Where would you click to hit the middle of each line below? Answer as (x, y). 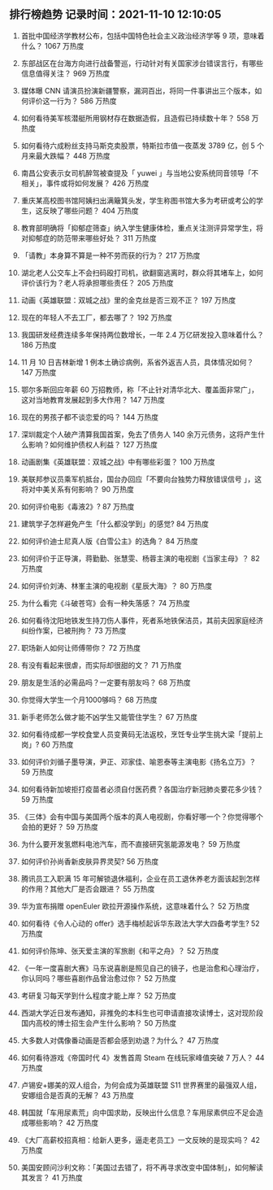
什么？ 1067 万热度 (52, 46)
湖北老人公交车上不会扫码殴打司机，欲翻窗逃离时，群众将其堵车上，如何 (142, 272)
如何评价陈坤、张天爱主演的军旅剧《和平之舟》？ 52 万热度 (120, 951)
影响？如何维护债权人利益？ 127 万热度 (93, 444)
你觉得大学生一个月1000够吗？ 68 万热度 (89, 700)
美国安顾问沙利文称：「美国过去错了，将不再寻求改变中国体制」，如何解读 (142, 1167)
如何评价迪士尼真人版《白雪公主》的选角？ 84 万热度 (109, 541)
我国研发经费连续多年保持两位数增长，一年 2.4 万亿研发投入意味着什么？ (143, 334)
